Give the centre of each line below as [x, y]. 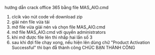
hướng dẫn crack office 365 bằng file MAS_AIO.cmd [57, 7]
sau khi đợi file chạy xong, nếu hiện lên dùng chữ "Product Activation [81, 42]
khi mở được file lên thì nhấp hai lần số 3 [52, 37]
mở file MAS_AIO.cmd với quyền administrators [59, 32]
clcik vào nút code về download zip [47, 17]
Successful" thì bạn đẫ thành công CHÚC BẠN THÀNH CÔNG [73, 48]
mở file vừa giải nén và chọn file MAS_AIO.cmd [58, 27]
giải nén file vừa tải [30, 22]
